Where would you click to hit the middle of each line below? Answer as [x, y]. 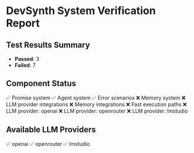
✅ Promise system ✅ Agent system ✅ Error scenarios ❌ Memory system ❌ [96, 97]
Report [23, 23]
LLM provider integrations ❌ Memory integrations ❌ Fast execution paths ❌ [96, 104]
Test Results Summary [48, 45]
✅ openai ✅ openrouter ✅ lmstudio [48, 144]
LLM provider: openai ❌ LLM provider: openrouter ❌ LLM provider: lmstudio [97, 111]
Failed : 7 [25, 65]
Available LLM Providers [51, 130]
